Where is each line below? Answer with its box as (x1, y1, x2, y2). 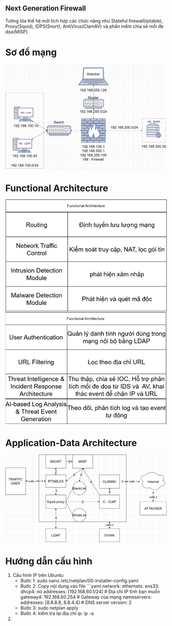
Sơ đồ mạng (5, 47, 57, 58)
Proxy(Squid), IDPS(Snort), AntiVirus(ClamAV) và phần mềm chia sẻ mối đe (5, 23, 164, 29)
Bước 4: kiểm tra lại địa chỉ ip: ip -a (20, 610, 94, 617)
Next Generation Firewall (5, 4, 86, 13)
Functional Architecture (5, 182, 109, 194)
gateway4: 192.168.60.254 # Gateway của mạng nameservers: (20, 594, 152, 600)
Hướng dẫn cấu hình (5, 555, 93, 567)
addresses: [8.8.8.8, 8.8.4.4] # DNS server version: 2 (20, 599, 132, 605)
